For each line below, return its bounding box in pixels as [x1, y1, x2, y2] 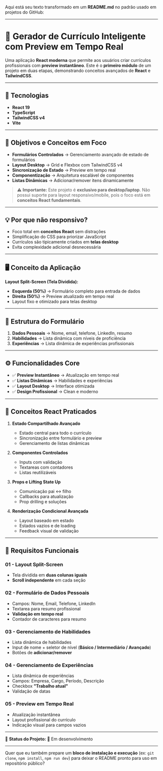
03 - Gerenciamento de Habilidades [5, 628, 91, 635]
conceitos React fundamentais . [16, 197, 81, 203]
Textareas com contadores [19, 464, 73, 470]
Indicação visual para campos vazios [12, 722, 86, 728]
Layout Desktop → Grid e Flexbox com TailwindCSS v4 [12, 162, 123, 167]
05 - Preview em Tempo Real [5, 700, 74, 707]
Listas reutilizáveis [19, 469, 57, 475]
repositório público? [5, 760, 45, 766]
